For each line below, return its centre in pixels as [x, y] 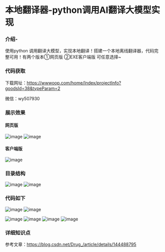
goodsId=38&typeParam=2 [33, 88]
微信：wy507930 [23, 98]
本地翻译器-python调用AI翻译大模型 [78, 10]
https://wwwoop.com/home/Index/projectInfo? [74, 83]
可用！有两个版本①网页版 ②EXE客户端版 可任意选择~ [65, 57]
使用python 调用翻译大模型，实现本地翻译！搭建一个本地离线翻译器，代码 [80, 51]
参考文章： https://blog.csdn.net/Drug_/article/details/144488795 [71, 244]
